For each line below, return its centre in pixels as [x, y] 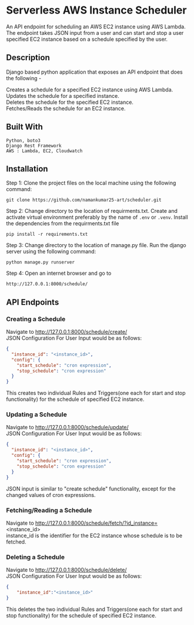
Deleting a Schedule [35, 557]
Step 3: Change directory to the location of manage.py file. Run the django [96, 245]
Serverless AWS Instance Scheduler [96, 10]
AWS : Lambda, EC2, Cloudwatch [44, 151]
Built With [24, 127]
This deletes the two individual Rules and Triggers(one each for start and [94, 609]
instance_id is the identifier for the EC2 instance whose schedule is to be [94, 535]
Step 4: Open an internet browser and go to [59, 273]
